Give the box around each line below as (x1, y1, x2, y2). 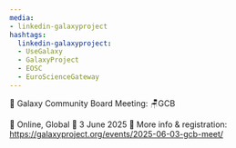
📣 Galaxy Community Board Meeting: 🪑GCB (9, 97, 176, 109)
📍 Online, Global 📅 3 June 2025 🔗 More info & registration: (9, 119, 228, 130)
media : (9, 13, 35, 23)
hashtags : (9, 30, 47, 39)
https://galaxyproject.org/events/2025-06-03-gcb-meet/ (9, 128, 224, 139)
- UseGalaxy (17, 47, 64, 56)
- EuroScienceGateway (17, 73, 100, 82)
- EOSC (17, 64, 43, 74)
